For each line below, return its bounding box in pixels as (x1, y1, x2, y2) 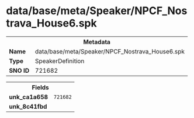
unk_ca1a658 (9, 93, 49, 101)
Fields (32, 83, 50, 92)
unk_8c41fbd (9, 102, 47, 110)
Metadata (83, 38, 111, 46)
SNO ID (9, 66, 30, 75)
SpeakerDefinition (34, 57, 85, 65)
